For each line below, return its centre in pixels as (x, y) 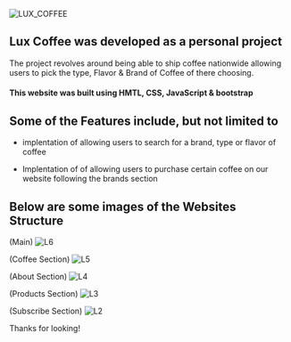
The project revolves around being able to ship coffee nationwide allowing (145, 63)
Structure (37, 220)
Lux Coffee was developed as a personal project (146, 41)
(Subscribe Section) (46, 311)
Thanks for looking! (45, 329)
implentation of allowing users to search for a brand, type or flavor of (149, 142)
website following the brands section (90, 179)
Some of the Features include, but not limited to (144, 121)
